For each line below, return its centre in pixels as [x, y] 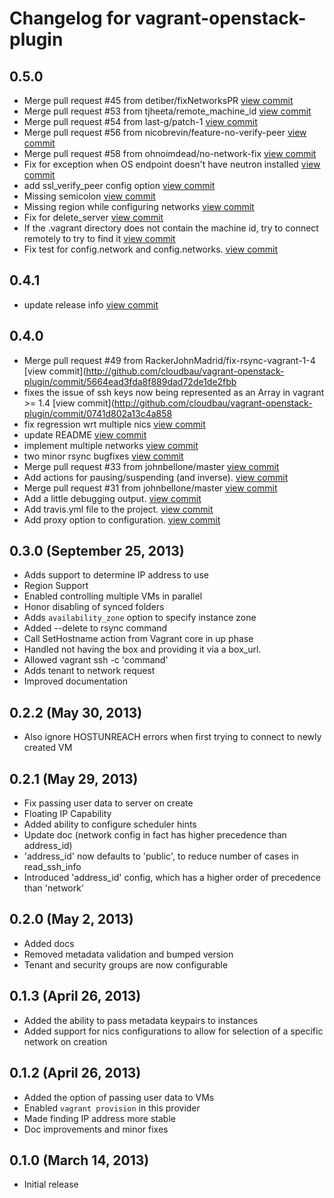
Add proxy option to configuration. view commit [122, 519]
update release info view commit [91, 304]
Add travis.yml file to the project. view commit [118, 509]
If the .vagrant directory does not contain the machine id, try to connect [171, 228]
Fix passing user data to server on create [108, 803]
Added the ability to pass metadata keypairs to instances [141, 1020]
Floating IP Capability [67, 814]
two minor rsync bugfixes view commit [103, 456]
